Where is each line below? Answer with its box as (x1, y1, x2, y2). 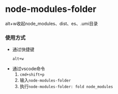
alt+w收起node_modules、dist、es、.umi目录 (5, 20, 98, 26)
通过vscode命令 (12, 66, 46, 72)
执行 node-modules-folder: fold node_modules (19, 84, 113, 90)
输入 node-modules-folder (19, 77, 71, 83)
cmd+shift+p (19, 72, 45, 78)
